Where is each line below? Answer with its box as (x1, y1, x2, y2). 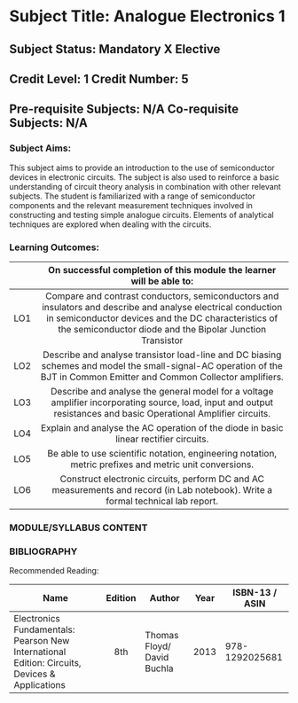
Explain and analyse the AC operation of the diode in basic (40, 421, 284, 434)
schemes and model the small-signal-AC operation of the (41, 359, 284, 371)
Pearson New (13, 635, 70, 647)
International (13, 645, 67, 658)
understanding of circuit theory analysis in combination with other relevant (9, 181, 281, 191)
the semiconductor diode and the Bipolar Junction (57, 323, 267, 335)
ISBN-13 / (232, 587, 278, 599)
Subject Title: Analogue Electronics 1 (9, 6, 286, 27)
